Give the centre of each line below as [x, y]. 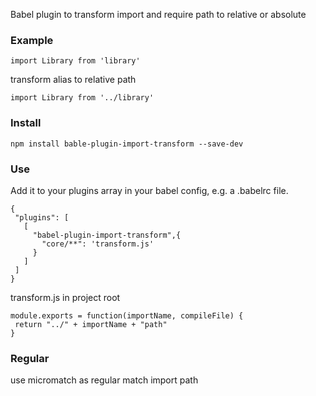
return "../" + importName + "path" [91, 324]
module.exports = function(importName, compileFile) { [127, 315]
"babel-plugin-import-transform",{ [107, 235]
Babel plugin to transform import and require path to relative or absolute [158, 14]
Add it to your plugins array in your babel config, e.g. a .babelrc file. [149, 190]
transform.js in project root [65, 297]
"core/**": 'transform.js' [98, 244]
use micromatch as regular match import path [104, 380]
